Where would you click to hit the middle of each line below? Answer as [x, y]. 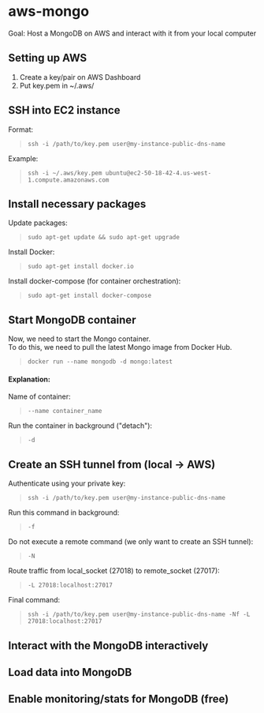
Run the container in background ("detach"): [80, 426]
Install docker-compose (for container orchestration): [95, 281]
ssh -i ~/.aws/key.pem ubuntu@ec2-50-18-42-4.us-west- [119, 173]
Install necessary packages [77, 204]
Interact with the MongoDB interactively [108, 645]
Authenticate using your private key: [67, 483]
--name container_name [65, 411]
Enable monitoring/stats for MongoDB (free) [119, 699]
